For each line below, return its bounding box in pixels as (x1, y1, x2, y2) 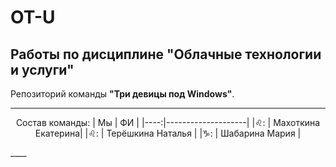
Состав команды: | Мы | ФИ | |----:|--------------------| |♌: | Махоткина (15, 117, 321, 128)
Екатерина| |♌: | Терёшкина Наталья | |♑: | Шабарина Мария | (34, 127, 302, 139)
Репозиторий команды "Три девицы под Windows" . (10, 88, 235, 100)
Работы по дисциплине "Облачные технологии (10, 46, 322, 63)
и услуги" (10, 61, 75, 78)
